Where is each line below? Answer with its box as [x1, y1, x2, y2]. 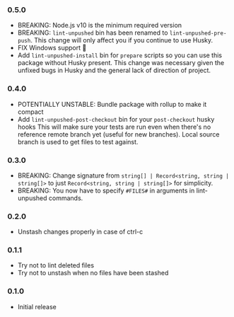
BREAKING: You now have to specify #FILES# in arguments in [17, 186, 195, 195]
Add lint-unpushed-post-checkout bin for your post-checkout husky [17, 115, 215, 123]
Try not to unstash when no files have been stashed [17, 269, 169, 277]
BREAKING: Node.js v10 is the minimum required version [17, 21, 182, 30]
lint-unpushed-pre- [169, 30, 227, 37]
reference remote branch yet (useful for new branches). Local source [17, 129, 220, 139]
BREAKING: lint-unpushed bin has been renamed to [17, 28, 168, 37]
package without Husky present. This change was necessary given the [17, 59, 225, 67]
